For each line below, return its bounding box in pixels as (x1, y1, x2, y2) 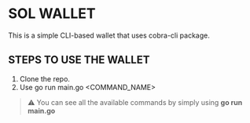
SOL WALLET (8, 5, 96, 23)
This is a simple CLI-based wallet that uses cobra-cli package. (8, 31, 210, 40)
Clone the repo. (19, 74, 71, 83)
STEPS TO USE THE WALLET (8, 53, 150, 67)
